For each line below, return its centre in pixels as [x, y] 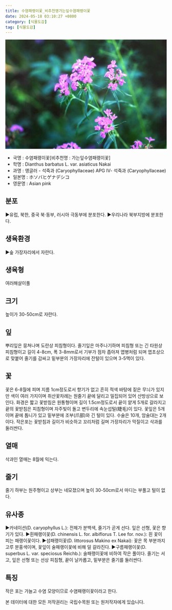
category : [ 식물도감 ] [26, 22]
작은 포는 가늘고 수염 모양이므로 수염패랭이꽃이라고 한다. [61, 591]
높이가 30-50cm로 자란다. [31, 314]
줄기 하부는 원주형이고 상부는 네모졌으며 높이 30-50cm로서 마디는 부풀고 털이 [83, 490]
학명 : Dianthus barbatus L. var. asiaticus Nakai [62, 164]
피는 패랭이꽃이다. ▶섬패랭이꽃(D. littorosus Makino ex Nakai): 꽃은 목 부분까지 [85, 541]
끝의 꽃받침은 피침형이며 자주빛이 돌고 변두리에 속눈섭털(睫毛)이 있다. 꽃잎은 [81, 408]
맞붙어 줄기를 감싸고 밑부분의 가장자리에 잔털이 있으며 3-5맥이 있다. [78, 358]
